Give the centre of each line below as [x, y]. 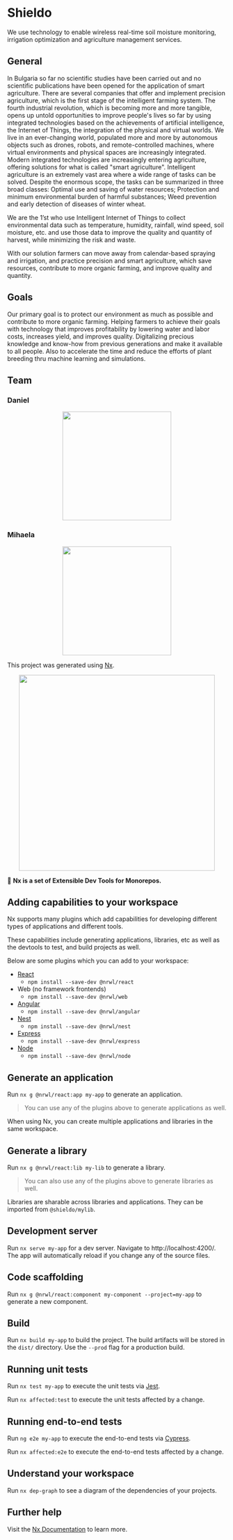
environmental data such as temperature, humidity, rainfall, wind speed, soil [116, 225]
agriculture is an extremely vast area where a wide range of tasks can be [112, 174]
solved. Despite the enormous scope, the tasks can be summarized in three [115, 182]
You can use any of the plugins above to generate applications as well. [125, 1108]
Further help [35, 1512]
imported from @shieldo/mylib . [51, 1209]
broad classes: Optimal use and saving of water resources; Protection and [113, 189]
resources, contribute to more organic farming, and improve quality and [110, 268]
